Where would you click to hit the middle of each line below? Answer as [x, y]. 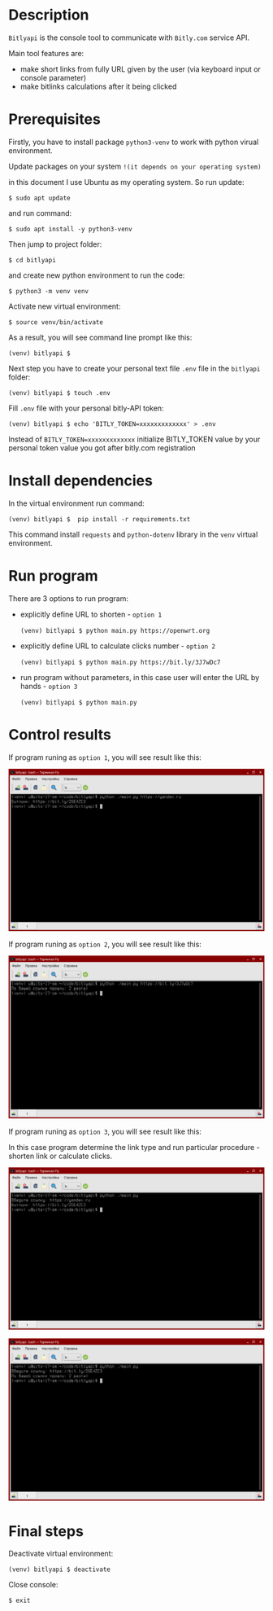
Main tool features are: [46, 53]
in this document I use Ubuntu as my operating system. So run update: [126, 182]
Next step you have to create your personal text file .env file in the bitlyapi [134, 368]
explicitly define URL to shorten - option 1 [91, 614]
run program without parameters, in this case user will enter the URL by [140, 677]
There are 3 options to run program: [68, 598]
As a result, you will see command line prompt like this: [100, 337]
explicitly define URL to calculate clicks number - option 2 [118, 646]
